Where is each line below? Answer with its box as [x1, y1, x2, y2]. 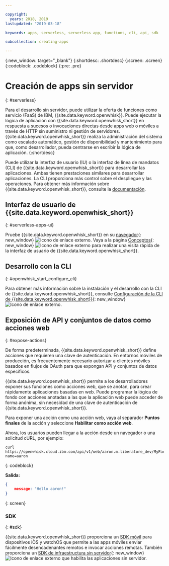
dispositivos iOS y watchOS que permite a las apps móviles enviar [5, 539, 142, 545]
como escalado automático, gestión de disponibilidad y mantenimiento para [5, 139, 162, 145]
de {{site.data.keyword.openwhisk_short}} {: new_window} [5, 296, 126, 302]
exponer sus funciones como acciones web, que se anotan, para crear [5, 383, 152, 389]
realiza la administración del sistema [87, 134, 162, 140]
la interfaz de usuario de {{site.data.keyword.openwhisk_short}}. [5, 248, 139, 254]
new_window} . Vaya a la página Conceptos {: [5, 237, 154, 243]
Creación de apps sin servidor [5, 80, 133, 92]
